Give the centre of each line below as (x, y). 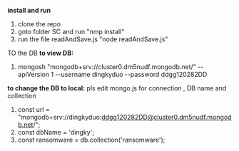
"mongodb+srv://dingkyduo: (60, 117)
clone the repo (39, 24)
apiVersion (34, 74)
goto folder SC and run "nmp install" (71, 32)
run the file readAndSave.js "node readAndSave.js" (93, 39)
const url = (34, 109)
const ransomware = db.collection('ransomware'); (91, 140)
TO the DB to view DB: (40, 53)
